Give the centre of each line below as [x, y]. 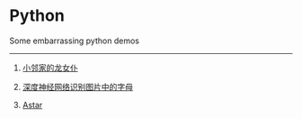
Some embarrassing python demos [74, 41]
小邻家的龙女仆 [50, 68]
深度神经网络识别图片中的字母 [77, 87]
